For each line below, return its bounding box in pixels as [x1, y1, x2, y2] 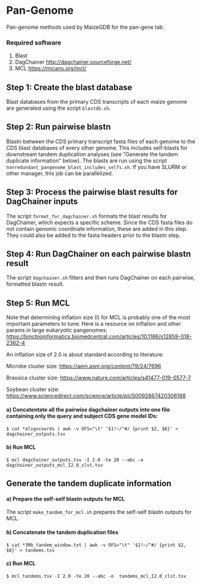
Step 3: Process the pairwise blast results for [6, 187, 178, 197]
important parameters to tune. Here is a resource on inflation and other [6, 320, 181, 328]
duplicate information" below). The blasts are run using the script [6, 157, 167, 164]
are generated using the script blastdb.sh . [6, 104, 111, 112]
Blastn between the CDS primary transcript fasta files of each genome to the [6, 137, 196, 145]
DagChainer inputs [6, 196, 78, 207]
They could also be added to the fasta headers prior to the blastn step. [6, 232, 181, 239]
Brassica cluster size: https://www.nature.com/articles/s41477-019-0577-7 [6, 374, 191, 382]
